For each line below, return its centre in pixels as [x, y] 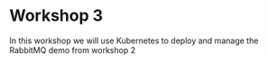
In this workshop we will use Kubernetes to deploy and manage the [134, 40]
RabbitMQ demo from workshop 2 [73, 49]
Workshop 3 [56, 16]
